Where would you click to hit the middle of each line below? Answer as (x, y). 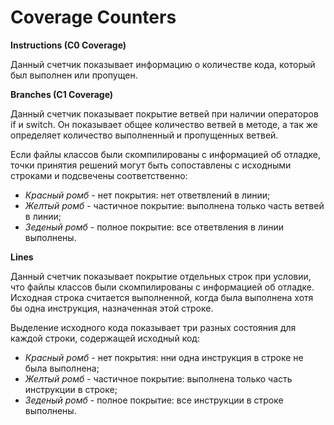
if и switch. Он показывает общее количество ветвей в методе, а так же (164, 124)
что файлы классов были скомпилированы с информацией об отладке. (162, 287)
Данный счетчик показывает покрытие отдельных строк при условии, (161, 276)
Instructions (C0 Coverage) (68, 45)
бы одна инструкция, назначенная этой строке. (112, 308)
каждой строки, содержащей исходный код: (105, 338)
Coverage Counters (93, 17)
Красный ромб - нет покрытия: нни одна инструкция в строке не (164, 357)
